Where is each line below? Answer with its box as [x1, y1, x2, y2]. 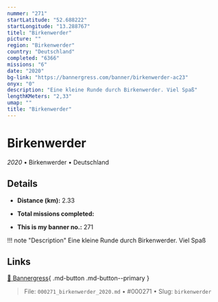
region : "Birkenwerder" [7, 42, 75, 49]
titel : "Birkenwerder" [7, 29, 72, 36]
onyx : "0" [7, 80, 36, 87]
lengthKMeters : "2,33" [7, 93, 72, 100]
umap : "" [7, 100, 32, 106]
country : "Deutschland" [7, 49, 75, 56]
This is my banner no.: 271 [16, 222, 94, 231]
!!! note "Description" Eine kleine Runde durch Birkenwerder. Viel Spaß [7, 236, 206, 244]
